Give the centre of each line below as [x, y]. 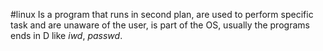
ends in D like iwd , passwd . [66, 35]
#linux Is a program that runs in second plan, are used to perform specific [162, 14]
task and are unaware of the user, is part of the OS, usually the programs [160, 25]
